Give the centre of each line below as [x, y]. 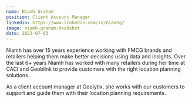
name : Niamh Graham [30, 11]
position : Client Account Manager [48, 17]
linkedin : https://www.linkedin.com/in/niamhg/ [65, 22]
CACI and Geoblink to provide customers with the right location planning [93, 69]
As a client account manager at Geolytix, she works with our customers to [95, 87]
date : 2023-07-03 [27, 34]
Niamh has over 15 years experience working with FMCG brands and [89, 50]
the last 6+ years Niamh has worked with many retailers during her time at [95, 63]
